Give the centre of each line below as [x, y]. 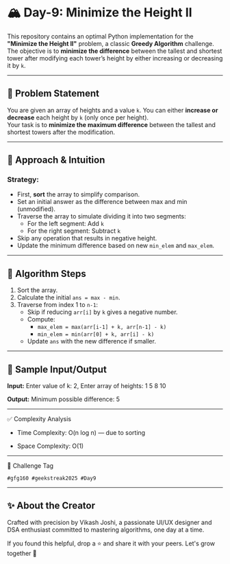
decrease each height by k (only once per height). [78, 117]
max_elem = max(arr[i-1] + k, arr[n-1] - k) [102, 327]
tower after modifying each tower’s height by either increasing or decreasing [115, 58]
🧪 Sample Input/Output [57, 369]
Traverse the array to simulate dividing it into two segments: [101, 216]
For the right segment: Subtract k [74, 231]
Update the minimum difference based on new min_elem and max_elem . [115, 246]
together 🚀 [22, 553]
